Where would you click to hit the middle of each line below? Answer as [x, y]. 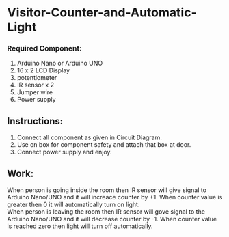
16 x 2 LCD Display [43, 70]
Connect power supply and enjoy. [64, 152]
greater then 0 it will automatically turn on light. [73, 205]
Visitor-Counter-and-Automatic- [102, 13]
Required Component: [44, 48]
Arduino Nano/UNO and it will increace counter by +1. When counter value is [115, 197]
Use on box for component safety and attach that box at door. [104, 145]
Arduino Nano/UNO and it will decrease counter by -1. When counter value [112, 219]
